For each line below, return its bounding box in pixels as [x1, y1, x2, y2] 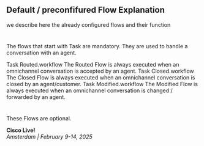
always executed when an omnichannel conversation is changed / [6, 87, 173, 94]
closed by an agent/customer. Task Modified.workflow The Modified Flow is [6, 81, 198, 87]
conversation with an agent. [6, 49, 77, 56]
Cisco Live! [6, 126, 36, 134]
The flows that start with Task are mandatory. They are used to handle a [6, 43, 188, 49]
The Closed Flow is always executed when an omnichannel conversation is [6, 74, 195, 81]
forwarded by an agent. [6, 93, 66, 100]
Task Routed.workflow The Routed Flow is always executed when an [6, 61, 179, 68]
